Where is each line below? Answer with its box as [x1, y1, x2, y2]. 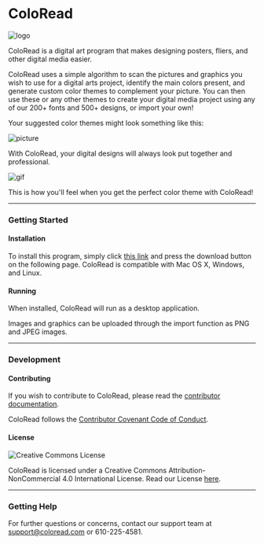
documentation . [8, 399, 60, 409]
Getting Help [8, 501, 57, 512]
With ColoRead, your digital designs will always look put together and [8, 149, 233, 158]
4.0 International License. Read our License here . [62, 473, 222, 483]
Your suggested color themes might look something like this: [8, 118, 204, 127]
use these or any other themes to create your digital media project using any [8, 94, 255, 104]
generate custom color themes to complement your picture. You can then [8, 86, 246, 95]
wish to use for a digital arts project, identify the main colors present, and [8, 78, 245, 87]
